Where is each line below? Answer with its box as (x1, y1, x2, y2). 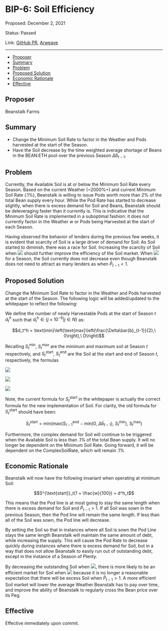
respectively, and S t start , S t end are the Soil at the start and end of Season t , (5, 350, 158, 358)
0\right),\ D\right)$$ (63, 333, 105, 339)
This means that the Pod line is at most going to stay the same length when (5, 500, 160, 506)
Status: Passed (5, 30, 36, 36)
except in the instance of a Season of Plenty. (5, 553, 97, 560)
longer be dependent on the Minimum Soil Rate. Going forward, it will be (5, 442, 154, 448)
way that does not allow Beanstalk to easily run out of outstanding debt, (5, 548, 153, 554)
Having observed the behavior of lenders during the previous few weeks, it (5, 234, 159, 240)
